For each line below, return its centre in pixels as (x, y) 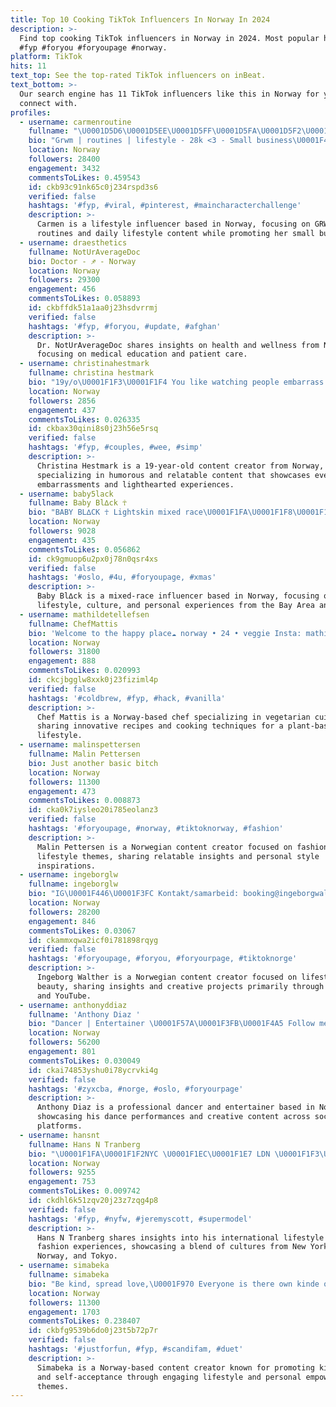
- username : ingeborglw (68, 875)
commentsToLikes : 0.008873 (84, 801)
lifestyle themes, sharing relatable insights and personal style (178, 856)
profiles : (31, 112)
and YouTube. (64, 996)
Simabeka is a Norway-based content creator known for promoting (175, 1367)
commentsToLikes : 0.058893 (84, 299)
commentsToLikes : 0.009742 (84, 1191)
